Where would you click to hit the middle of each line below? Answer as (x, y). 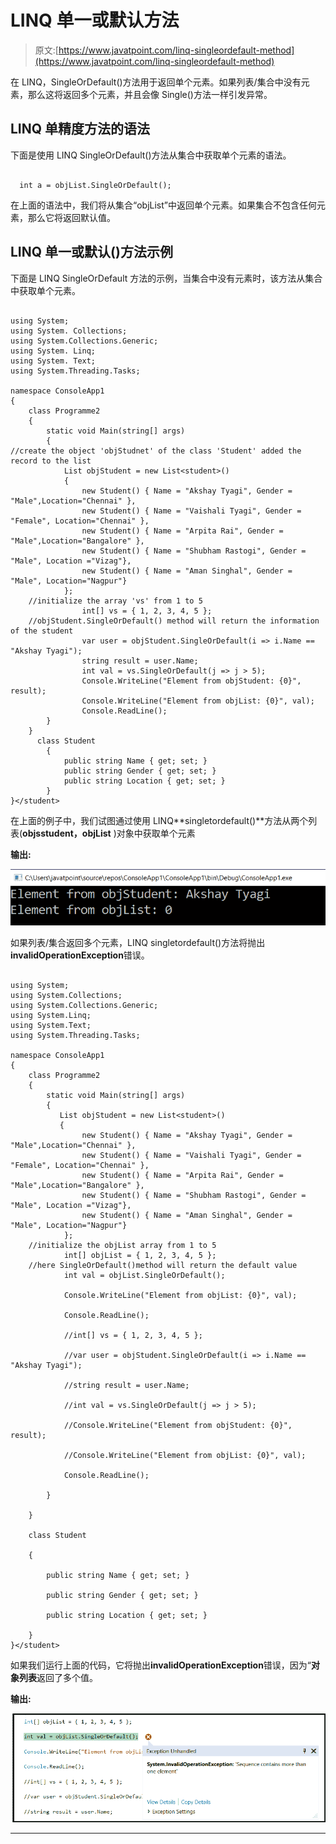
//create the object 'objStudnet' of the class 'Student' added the (156, 451)
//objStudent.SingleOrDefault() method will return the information (174, 621)
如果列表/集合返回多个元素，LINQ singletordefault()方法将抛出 (138, 942)
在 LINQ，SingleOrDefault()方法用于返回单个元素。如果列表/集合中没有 (156, 82)
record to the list (51, 461)
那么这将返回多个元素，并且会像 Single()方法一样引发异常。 (150, 94)
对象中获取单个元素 (156, 833)
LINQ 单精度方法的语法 (80, 129)
